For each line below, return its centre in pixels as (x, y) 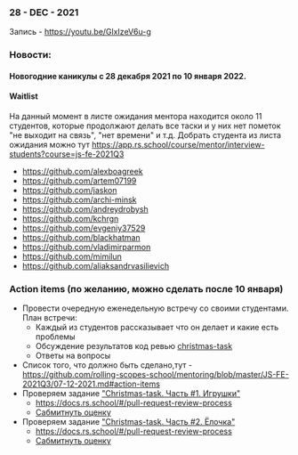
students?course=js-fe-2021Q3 (67, 154)
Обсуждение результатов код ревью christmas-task (134, 346)
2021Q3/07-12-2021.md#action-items (91, 384)
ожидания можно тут (50, 145)
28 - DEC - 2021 (44, 12)
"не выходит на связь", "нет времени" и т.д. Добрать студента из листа (145, 135)
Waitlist (24, 96)
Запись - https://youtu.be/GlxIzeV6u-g (80, 32)
